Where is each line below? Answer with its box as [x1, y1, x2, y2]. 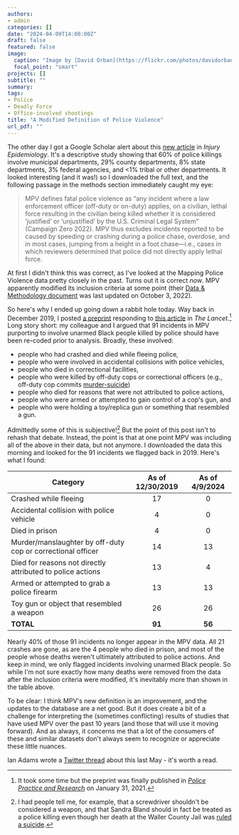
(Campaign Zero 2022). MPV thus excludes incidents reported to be [24, 224, 224, 233]
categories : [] [7, 23, 53, 31]
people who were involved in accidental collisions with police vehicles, [17, 357, 225, 367]
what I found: [7, 456, 46, 464]
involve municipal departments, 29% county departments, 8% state [7, 157, 206, 166]
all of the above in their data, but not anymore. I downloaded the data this [7, 441, 223, 449]
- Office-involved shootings [7, 110, 94, 117]
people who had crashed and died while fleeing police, [17, 350, 179, 359]
